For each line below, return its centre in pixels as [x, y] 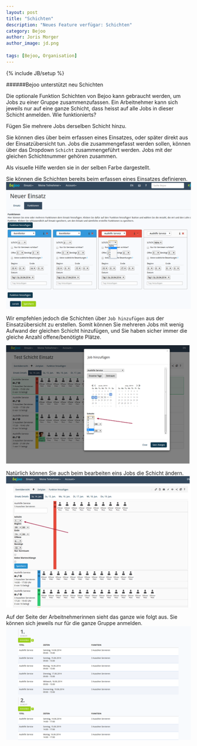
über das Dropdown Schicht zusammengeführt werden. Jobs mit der [89, 150]
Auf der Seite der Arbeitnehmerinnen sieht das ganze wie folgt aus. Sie [92, 617]
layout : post [22, 12]
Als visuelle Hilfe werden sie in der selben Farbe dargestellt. [78, 167]
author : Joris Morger [33, 37]
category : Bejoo [26, 31]
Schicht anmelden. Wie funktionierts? [51, 114]
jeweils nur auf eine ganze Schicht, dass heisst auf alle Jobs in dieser [90, 108]
